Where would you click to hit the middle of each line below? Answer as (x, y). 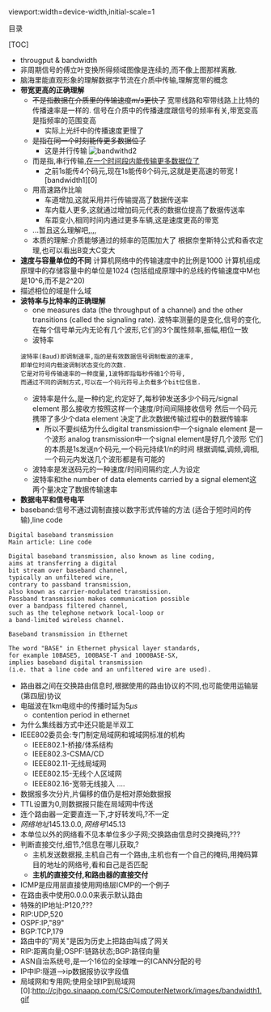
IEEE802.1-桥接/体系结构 (72, 745)
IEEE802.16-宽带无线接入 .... (78, 783)
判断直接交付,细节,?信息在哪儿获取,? (79, 844)
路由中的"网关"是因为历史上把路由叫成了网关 (94, 941)
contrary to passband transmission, (70, 585)
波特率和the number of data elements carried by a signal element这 (144, 479)
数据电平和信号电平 (52, 500)
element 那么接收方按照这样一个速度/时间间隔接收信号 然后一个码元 (144, 409)
